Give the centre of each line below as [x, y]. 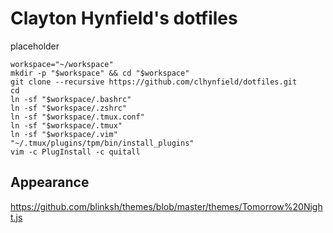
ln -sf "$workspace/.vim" [64, 134]
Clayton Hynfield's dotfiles [124, 18]
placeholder [35, 46]
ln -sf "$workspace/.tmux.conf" [77, 117]
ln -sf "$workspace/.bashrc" [71, 99]
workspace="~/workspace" [62, 64]
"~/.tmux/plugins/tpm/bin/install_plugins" [102, 143]
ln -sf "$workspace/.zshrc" [69, 108]
